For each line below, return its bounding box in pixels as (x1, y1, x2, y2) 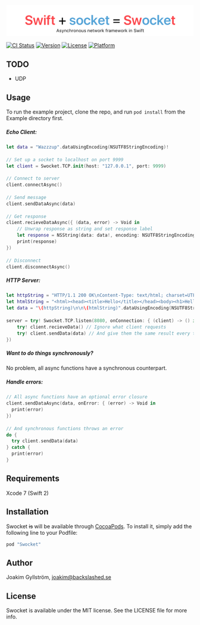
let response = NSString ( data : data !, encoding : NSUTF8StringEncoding (17, 232, 196, 238)
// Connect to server (6, 176, 60, 182)
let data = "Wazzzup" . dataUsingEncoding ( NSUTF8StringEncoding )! (6, 144, 169, 150)
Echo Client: (6, 128, 37, 136)
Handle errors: (6, 378, 43, 385)
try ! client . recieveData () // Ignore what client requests (17, 324, 167, 330)
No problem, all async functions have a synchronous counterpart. (6, 364, 167, 372)
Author (6, 557, 33, 568)
